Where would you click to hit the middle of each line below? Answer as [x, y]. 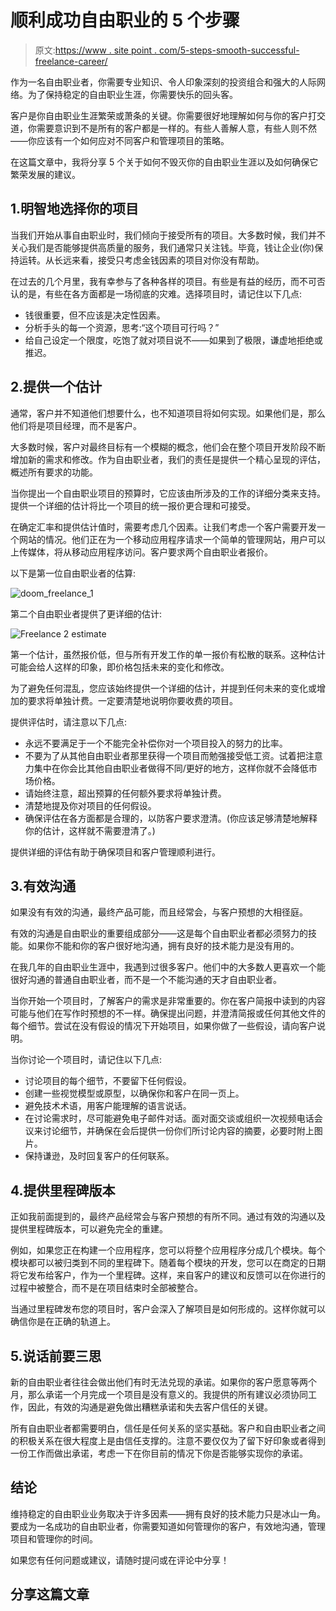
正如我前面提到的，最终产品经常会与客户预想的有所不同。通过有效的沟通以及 [168, 1217]
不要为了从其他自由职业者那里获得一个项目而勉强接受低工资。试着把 [165, 755]
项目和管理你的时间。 [54, 1538]
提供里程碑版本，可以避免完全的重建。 [89, 1229]
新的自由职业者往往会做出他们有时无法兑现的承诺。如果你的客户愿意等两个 [163, 1382]
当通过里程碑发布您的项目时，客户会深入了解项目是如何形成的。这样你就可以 [168, 1309]
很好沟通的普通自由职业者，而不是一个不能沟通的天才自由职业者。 [146, 980]
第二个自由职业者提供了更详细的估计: [86, 613]
